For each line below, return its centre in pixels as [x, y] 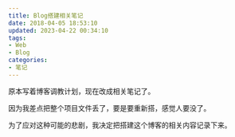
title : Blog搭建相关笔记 [46, 16]
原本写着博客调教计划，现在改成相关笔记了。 [82, 91]
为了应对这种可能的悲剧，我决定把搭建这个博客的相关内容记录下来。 [120, 125]
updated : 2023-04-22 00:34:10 [59, 30]
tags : [17, 38]
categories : [28, 61]
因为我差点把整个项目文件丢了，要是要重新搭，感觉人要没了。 [110, 108]
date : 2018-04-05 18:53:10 [53, 23]
